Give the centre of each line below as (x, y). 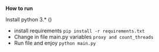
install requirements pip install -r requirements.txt (79, 31)
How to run (19, 8)
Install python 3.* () (29, 19)
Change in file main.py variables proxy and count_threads (84, 37)
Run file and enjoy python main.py (55, 43)
